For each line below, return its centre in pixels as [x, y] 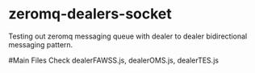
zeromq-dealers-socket [90, 14]
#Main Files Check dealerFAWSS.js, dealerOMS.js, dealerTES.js [114, 60]
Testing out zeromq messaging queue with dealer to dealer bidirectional [128, 36]
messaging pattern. [41, 44]
